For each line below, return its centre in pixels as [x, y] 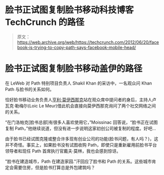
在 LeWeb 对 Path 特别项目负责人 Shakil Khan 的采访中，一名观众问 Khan [79, 83]
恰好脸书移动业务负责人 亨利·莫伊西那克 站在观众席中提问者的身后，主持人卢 [81, 99]
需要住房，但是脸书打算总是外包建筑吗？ [54, 167]
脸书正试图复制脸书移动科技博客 [70, 10]
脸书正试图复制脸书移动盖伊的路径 [74, 69]
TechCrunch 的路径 [45, 22]
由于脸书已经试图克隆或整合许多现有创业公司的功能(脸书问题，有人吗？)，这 [82, 139]
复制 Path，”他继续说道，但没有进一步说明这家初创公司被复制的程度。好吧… [81, 128]
